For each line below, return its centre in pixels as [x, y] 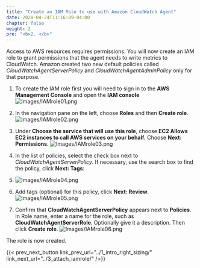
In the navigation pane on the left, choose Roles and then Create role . [102, 113]
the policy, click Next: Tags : [50, 169]
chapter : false [25, 23]
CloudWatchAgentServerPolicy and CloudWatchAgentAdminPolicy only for [99, 70]
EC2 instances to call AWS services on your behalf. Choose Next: [98, 138]
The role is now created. [36, 241]
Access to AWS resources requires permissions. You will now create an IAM [100, 51]
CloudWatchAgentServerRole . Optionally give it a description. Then [100, 223]
